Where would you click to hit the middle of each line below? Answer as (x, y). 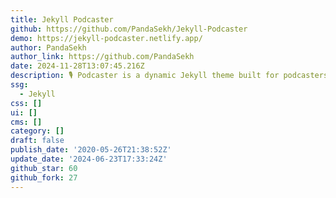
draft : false (37, 141)
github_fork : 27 (44, 177)
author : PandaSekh (48, 47)
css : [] (26, 103)
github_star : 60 (44, 168)
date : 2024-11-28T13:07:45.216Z (77, 66)
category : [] (37, 131)
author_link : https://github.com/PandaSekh (102, 57)
